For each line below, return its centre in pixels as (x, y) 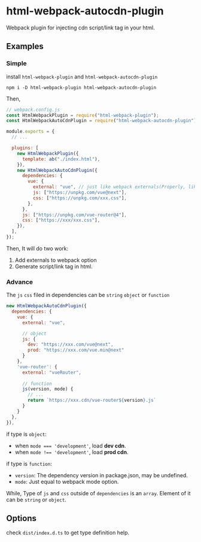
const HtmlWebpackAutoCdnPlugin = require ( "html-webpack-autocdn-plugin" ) (101, 121)
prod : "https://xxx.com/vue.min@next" (76, 350)
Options (22, 518)
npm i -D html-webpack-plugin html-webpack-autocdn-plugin (81, 87)
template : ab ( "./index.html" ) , (61, 159)
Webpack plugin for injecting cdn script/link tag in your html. (81, 28)
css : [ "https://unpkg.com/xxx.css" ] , (80, 198)
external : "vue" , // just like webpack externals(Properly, (109, 187)
